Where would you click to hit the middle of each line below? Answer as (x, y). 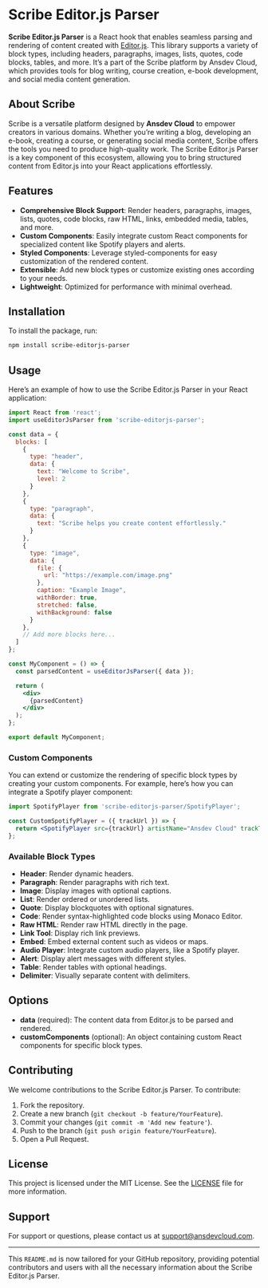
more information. (37, 1191)
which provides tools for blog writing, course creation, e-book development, (134, 70)
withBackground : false (75, 612)
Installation (37, 312)
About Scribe (42, 104)
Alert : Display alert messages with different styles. (103, 958)
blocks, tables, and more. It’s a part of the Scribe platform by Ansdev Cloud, (133, 62)
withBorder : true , (67, 598)
